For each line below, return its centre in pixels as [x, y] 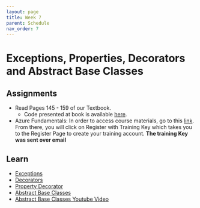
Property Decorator [39, 186]
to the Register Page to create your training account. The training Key [101, 134]
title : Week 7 [24, 17]
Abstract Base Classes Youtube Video [62, 199]
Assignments [32, 93]
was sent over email [40, 140]
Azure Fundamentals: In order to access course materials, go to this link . [104, 121]
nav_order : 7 [23, 29]
